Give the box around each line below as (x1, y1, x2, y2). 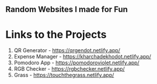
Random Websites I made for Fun (5, 5, 128, 14)
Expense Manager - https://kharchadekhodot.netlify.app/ (13, 53, 151, 60)
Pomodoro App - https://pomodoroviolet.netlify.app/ (13, 59, 139, 66)
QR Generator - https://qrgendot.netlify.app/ (13, 47, 121, 54)
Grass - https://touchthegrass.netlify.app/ (13, 72, 114, 79)
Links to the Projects (5, 28, 107, 41)
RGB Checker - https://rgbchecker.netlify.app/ (13, 65, 125, 72)
